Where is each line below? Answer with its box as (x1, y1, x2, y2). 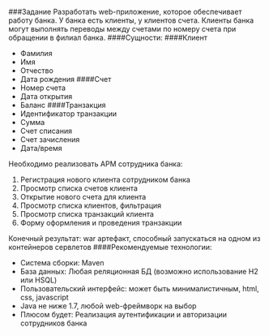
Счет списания (19, 126, 73, 136)
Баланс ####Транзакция (19, 101, 107, 110)
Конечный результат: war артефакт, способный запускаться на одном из (8, 234, 261, 243)
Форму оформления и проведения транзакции (19, 218, 182, 227)
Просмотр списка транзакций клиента (19, 209, 154, 218)
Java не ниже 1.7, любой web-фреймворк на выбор (19, 301, 197, 311)
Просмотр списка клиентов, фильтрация (19, 200, 162, 210)
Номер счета (19, 83, 66, 93)
